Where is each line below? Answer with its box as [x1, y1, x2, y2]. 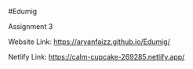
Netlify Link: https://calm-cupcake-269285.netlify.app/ [8, 53, 185, 61]
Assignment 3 [8, 22, 53, 31]
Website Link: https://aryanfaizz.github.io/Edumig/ [8, 37, 170, 46]
